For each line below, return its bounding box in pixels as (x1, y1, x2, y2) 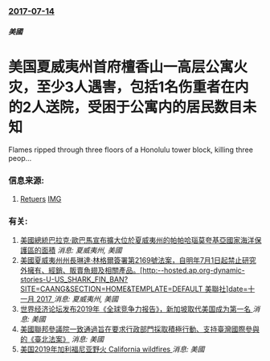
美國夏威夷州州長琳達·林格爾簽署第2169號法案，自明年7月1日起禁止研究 (19, 256, 257, 265)
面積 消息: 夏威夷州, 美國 (41, 245, 122, 255)
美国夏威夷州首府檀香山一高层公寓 (8, 58, 235, 76)
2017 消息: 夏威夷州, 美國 (35, 294, 119, 304)
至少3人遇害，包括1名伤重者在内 (36, 78, 249, 96)
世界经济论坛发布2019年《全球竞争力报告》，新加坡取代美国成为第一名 (19, 304, 252, 314)
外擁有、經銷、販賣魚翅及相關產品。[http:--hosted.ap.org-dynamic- (19, 265, 245, 275)
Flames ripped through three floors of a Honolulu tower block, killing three (8, 145, 253, 154)
